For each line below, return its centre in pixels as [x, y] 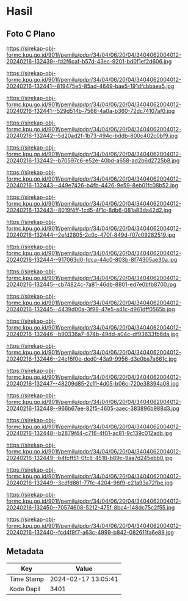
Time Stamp [27, 579]
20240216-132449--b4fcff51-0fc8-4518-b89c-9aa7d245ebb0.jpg [89, 458]
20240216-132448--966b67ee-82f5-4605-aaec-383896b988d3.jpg [93, 408]
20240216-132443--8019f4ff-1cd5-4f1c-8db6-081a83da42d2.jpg [89, 210]
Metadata [25, 551]
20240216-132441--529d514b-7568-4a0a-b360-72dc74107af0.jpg [91, 111]
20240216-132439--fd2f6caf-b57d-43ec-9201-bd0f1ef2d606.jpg [89, 61]
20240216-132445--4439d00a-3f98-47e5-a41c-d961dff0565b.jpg [91, 309]
